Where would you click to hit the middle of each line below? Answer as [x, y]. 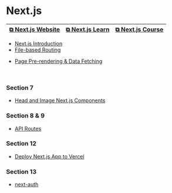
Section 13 [21, 171]
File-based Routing [38, 50]
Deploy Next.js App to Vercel [49, 156]
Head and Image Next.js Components [60, 100]
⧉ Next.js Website [35, 29]
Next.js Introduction [38, 43]
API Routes [28, 128]
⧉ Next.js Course [139, 29]
